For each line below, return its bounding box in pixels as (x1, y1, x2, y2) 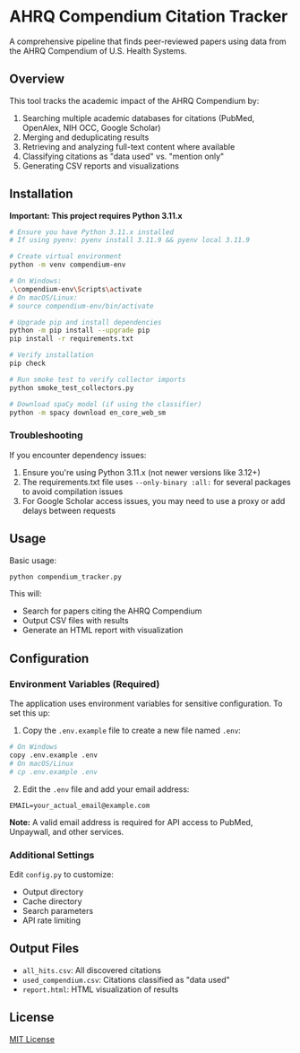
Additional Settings (9, 848, 95, 861)
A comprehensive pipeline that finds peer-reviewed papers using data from (9, 36, 287, 47)
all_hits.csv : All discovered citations (21, 964, 161, 975)
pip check (9, 359, 47, 369)
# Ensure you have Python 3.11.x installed (9, 227, 175, 237)
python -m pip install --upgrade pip (9, 326, 150, 335)
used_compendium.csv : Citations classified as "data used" (21, 974, 230, 985)
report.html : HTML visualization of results (21, 984, 179, 995)
